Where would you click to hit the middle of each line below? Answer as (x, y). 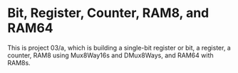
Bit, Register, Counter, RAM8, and (108, 13)
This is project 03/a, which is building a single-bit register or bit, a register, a (119, 47)
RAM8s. (19, 62)
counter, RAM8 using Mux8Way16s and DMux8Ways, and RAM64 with (110, 55)
